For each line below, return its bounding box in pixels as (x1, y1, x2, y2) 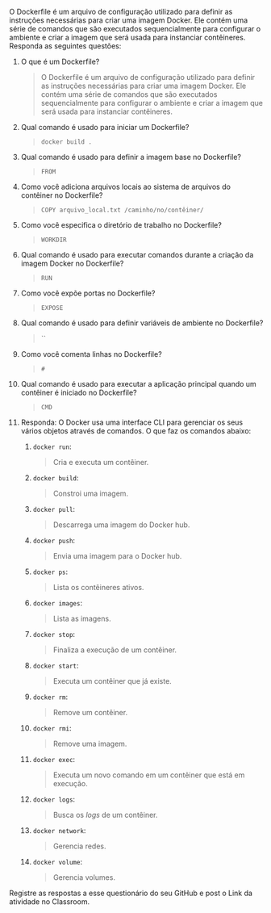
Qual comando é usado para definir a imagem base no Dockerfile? (20, 153, 241, 161)
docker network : (32, 826, 86, 835)
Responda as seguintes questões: (9, 41, 122, 51)
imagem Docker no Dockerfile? (20, 258, 124, 268)
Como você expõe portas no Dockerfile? (20, 288, 156, 298)
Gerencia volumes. (52, 873, 116, 882)
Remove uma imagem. (52, 739, 127, 748)
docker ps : (32, 567, 69, 576)
